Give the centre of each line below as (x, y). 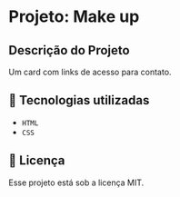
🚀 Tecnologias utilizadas (79, 100)
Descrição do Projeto (69, 50)
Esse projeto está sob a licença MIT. (76, 182)
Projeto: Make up (74, 17)
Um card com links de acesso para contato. (90, 72)
